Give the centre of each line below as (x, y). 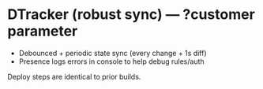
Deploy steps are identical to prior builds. (74, 76)
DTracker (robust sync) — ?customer (131, 15)
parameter (43, 31)
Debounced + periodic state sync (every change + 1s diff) (113, 53)
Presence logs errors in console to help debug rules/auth (111, 61)
